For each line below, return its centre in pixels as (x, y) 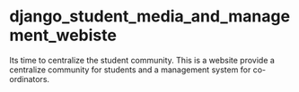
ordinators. (30, 79)
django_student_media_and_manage (149, 17)
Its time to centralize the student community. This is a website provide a (142, 60)
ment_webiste (63, 35)
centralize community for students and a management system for (130, 70)
